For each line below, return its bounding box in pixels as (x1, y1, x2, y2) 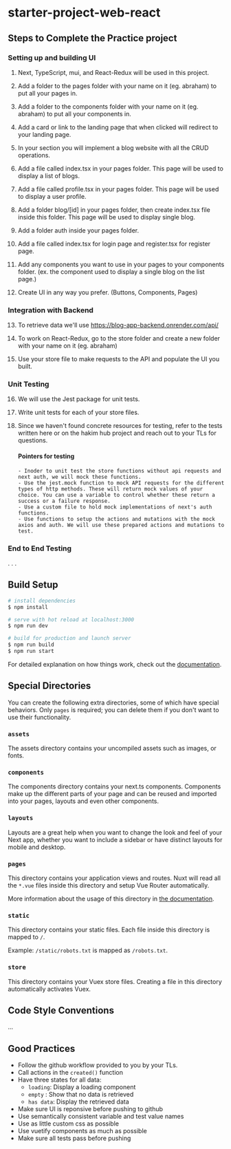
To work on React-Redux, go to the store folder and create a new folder (17, 334, 221, 343)
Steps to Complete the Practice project (8, 32, 177, 44)
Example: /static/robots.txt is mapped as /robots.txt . (8, 946, 168, 954)
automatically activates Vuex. (8, 985, 91, 993)
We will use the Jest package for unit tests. (17, 395, 140, 403)
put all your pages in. (17, 89, 78, 97)
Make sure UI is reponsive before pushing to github (17, 1105, 164, 1113)
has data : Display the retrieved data (27, 1097, 129, 1106)
